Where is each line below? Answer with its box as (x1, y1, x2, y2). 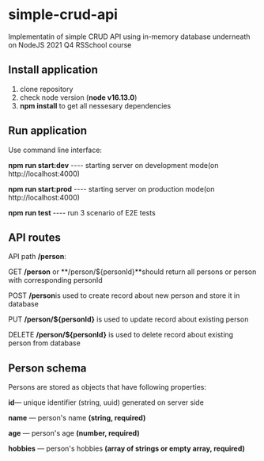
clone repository (19, 84, 74, 93)
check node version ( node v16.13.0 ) (19, 93, 138, 102)
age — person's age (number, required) (8, 429, 140, 438)
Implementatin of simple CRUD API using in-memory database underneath (8, 32, 251, 41)
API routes (8, 230, 61, 244)
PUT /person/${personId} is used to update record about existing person (8, 314, 249, 324)
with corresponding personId (8, 276, 103, 285)
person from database (8, 338, 81, 348)
